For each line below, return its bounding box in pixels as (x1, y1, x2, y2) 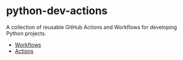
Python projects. (6, 29, 46, 36)
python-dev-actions (6, 4, 108, 18)
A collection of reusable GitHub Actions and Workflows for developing (6, 24, 178, 31)
